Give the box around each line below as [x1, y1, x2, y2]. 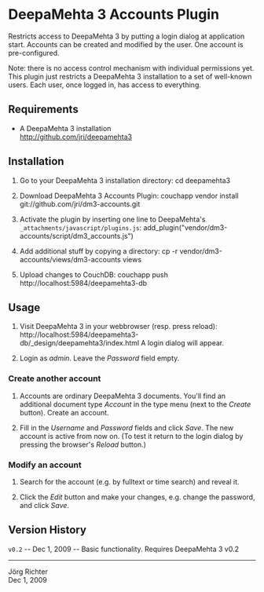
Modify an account [8, 459, 82, 470]
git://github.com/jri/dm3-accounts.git [19, 199, 141, 209]
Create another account [8, 373, 101, 384]
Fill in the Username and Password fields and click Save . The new [19, 422, 234, 433]
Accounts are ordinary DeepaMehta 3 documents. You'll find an [19, 391, 226, 400]
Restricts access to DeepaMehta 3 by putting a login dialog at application [8, 31, 245, 41]
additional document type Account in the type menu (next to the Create [19, 399, 251, 409]
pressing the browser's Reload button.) [19, 440, 147, 449]
